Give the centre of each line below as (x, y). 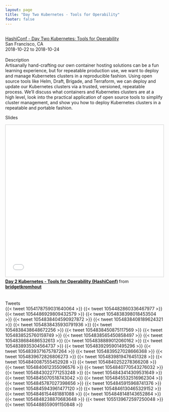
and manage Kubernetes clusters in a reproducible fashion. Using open (79, 76)
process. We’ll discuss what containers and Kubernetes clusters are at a (80, 92)
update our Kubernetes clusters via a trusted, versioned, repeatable (75, 87)
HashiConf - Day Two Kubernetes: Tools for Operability (62, 39)
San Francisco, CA (24, 44)
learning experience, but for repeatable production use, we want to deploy (82, 71)
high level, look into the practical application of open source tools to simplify (84, 97)
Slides (12, 118)
